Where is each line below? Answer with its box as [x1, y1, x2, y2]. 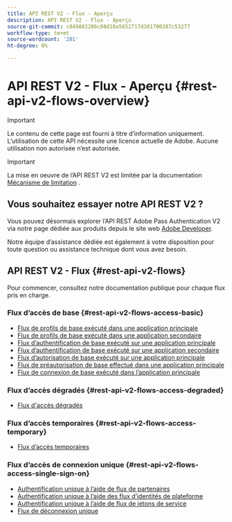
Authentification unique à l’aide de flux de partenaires [17, 485, 170, 493]
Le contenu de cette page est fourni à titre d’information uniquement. [7, 129, 204, 137]
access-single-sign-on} [7, 469, 90, 478]
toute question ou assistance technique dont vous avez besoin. [7, 245, 188, 253]
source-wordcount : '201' [7, 36, 79, 43]
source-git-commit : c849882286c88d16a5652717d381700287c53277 [7, 23, 190, 30]
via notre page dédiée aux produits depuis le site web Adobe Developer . [7, 224, 213, 232]
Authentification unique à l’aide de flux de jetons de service [17, 499, 187, 507]
